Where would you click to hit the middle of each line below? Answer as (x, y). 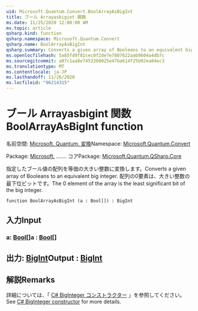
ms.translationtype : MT (35, 66)
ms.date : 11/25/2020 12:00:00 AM (47, 22)
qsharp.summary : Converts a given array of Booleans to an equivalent (95, 50)
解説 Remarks (31, 280)
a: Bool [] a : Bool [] (32, 237)
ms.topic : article (29, 28)
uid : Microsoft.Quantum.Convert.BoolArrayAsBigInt (70, 11)
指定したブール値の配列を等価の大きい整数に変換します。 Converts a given (96, 168)
